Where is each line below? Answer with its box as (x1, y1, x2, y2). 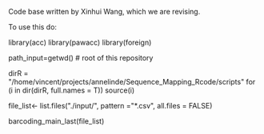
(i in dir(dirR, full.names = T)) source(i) (8, 85, 135, 95)
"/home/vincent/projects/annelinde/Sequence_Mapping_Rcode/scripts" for (8, 77, 256, 86)
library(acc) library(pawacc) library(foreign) (8, 37, 152, 47)
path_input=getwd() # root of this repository (8, 53, 154, 62)
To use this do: (8, 22, 58, 31)
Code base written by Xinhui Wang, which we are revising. (8, 7, 201, 16)
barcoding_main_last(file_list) (8, 116, 105, 126)
